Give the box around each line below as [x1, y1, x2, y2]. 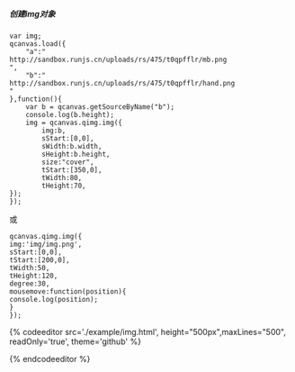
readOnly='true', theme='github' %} [9, 336, 142, 347]
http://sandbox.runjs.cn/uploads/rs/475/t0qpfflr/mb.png [9, 55, 228, 64]
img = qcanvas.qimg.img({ [25, 118, 123, 127]
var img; [9, 32, 42, 41]
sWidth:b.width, [41, 141, 103, 150]
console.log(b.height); [25, 110, 115, 119]
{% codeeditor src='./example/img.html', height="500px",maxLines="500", [9, 326, 286, 337]
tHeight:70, [41, 181, 87, 190]
